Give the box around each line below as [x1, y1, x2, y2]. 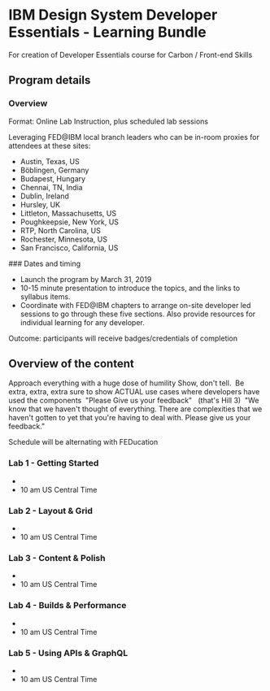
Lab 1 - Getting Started [8, 458, 99, 469]
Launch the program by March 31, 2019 [20, 274, 152, 284]
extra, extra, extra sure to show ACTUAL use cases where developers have [8, 387, 260, 397]
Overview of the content [8, 357, 134, 371]
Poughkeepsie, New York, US [20, 217, 120, 227]
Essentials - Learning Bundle [8, 23, 207, 41]
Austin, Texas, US [20, 156, 80, 166]
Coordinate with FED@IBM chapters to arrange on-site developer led [20, 300, 251, 310]
